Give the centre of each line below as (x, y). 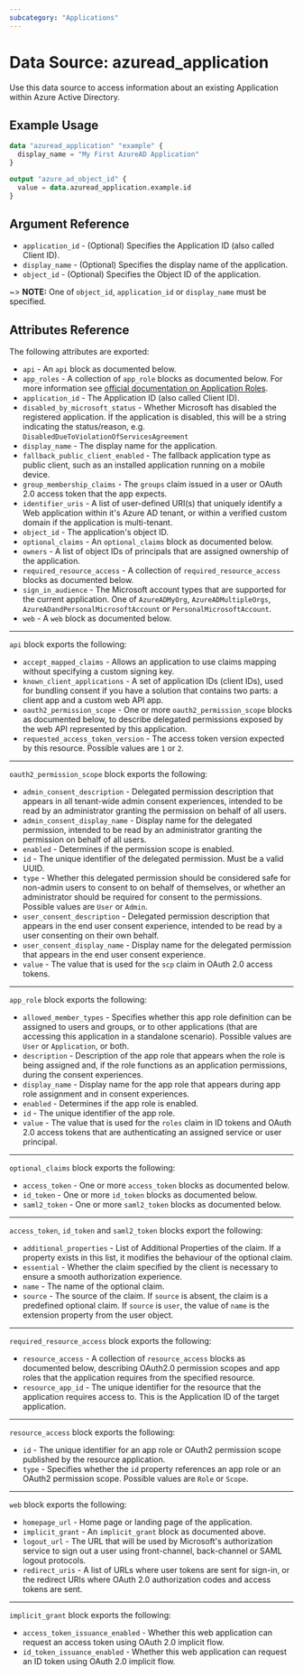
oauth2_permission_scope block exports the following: (109, 774)
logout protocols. (54, 1560)
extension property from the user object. (98, 1315)
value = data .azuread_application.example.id (105, 187)
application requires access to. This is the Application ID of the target (151, 1397)
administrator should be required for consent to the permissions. (142, 897)
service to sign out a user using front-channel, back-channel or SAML (152, 1551)
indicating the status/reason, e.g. (84, 427)
